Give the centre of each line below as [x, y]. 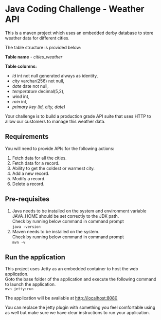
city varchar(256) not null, [38, 81]
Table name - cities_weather [34, 56]
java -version [26, 227]
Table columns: [21, 66]
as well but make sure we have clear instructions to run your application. [78, 313]
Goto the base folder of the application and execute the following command [81, 279]
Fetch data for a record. [36, 163]
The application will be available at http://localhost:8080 [61, 298]
